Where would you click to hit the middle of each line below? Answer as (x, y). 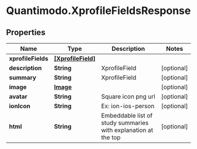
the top (111, 137)
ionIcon (20, 106)
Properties (26, 32)
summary (23, 77)
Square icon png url (128, 96)
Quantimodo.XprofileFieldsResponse (98, 11)
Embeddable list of (127, 115)
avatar (18, 96)
